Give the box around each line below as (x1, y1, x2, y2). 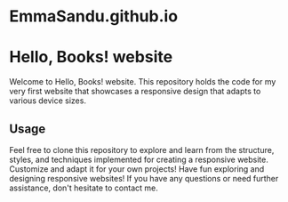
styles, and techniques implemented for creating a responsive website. (9, 154, 269, 165)
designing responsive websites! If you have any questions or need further (9, 173, 279, 183)
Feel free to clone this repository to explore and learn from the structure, (9, 144, 275, 155)
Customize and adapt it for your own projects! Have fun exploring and (9, 163, 265, 174)
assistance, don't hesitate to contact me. (9, 182, 158, 193)
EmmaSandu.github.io (9, 6, 179, 27)
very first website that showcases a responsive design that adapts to (9, 86, 261, 97)
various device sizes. (9, 95, 87, 106)
